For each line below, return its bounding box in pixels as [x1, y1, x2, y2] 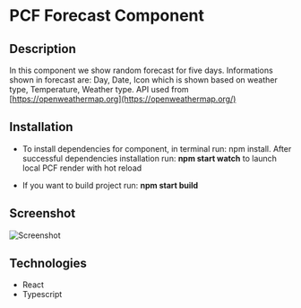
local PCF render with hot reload [21, 163, 142, 173]
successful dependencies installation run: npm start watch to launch [21, 153, 278, 163]
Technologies [9, 256, 88, 271]
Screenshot [9, 206, 76, 221]
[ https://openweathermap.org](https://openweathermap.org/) [9, 93, 236, 104]
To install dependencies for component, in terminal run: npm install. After [21, 143, 292, 154]
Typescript [21, 289, 63, 300]
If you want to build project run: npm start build [21, 180, 199, 190]
